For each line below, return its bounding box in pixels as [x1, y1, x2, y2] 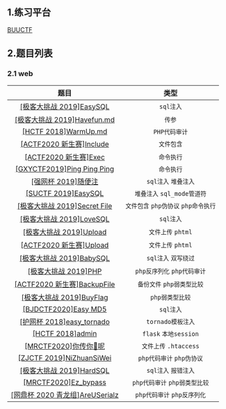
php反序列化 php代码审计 [135, 267, 207, 275]
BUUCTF [7, 25, 33, 33]
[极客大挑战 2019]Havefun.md [15, 114, 115, 124]
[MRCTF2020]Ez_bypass [23, 377, 106, 387]
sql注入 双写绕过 [146, 254, 195, 262]
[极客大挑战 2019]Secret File [17, 201, 113, 210]
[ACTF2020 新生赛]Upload [20, 240, 109, 249]
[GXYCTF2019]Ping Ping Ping [15, 164, 115, 173]
